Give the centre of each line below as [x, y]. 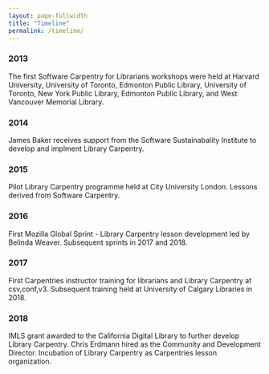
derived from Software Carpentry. [64, 195]
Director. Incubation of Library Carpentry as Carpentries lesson [113, 353]
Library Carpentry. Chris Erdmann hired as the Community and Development [134, 344]
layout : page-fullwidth [48, 16]
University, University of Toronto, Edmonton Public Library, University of [128, 84]
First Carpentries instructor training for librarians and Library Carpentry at [130, 280]
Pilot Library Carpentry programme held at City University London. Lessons [133, 187]
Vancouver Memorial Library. [56, 102]
